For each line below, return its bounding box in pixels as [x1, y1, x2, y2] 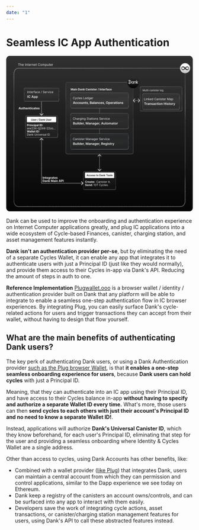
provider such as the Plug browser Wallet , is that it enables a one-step [6, 364, 179, 371]
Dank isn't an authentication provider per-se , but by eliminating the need [6, 248, 187, 255]
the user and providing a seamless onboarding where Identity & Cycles [6, 437, 179, 444]
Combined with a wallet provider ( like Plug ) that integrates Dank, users [14, 467, 187, 474]
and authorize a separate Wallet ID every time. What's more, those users [6, 400, 187, 408]
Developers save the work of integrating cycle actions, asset [14, 504, 163, 512]
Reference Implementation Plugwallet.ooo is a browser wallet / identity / [6, 284, 184, 291]
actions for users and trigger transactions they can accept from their [24, 309, 192, 316]
